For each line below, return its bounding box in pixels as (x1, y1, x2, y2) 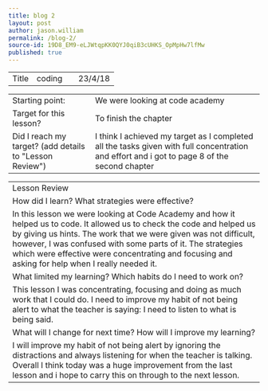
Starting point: (12, 95, 65, 106)
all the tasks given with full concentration (95, 141, 249, 151)
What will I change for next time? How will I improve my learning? (12, 327, 255, 338)
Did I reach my (12, 131, 67, 142)
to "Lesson (12, 151, 53, 162)
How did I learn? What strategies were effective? (12, 196, 194, 206)
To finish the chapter (95, 113, 173, 123)
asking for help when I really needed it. (12, 258, 158, 269)
